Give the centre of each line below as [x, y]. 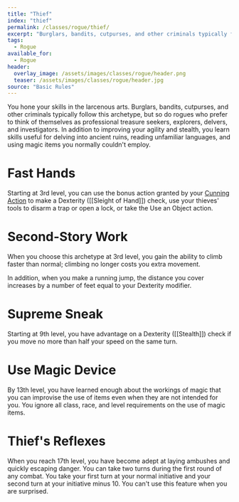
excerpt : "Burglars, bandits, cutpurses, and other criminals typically [117, 34]
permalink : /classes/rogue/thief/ [59, 27]
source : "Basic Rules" [41, 87]
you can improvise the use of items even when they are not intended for [113, 397]
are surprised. [28, 491]
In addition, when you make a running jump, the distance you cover [106, 278]
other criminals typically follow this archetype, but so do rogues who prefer [117, 114]
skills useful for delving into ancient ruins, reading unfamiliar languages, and [119, 137]
